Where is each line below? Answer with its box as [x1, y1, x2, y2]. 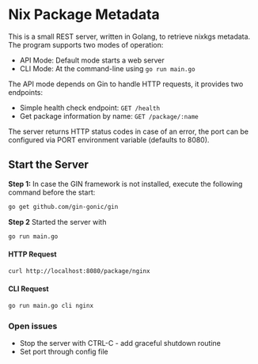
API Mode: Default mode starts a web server [19, 55, 165, 65]
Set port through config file [19, 347, 108, 356]
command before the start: [8, 188, 96, 197]
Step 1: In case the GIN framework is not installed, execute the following [8, 179, 243, 188]
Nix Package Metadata [8, 6, 160, 24]
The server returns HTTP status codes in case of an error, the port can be [8, 127, 249, 136]
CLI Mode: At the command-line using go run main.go [19, 63, 195, 73]
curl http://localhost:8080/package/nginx [8, 267, 150, 275]
